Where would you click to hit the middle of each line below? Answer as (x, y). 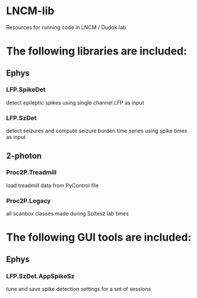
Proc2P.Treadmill (31, 173)
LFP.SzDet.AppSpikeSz (41, 276)
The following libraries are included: (97, 51)
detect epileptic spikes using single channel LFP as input (75, 102)
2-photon (24, 156)
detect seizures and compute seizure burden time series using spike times (97, 131)
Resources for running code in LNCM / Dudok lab (66, 27)
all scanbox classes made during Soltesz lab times (67, 213)
